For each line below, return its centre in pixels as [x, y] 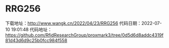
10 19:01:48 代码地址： [29, 29]
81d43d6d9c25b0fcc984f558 [36, 40]
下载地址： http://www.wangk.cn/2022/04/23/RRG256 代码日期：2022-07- [84, 23]
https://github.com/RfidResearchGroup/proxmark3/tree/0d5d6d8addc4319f [84, 35]
